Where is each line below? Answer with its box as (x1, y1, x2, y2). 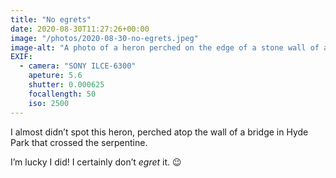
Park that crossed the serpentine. (10, 136, 148, 148)
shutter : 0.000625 (28, 80, 105, 90)
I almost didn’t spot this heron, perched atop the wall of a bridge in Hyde (10, 126, 309, 138)
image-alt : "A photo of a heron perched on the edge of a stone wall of (10, 42, 320, 53)
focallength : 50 (28, 89, 97, 99)
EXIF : (10, 52, 33, 62)
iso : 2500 (28, 98, 70, 108)
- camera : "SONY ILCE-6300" (19, 61, 137, 71)
